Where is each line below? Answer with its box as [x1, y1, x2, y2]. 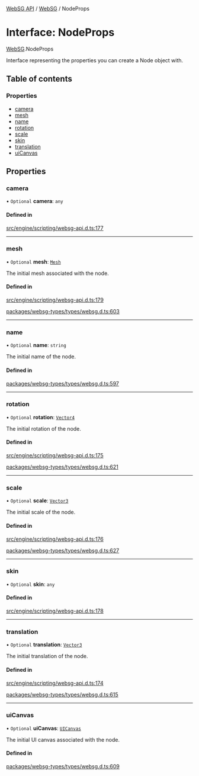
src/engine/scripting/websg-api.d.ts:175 [6, 452, 104, 459]
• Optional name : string [6, 342, 66, 349]
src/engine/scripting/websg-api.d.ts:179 [6, 296, 104, 304]
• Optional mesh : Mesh [6, 258, 61, 265]
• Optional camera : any [6, 198, 63, 205]
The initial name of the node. [6, 353, 76, 360]
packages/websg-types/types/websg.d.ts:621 [6, 463, 118, 470]
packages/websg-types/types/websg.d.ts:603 [6, 308, 120, 315]
